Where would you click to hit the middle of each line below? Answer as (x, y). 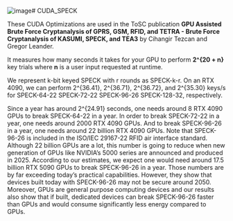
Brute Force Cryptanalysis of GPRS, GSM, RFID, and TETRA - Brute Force (114, 32)
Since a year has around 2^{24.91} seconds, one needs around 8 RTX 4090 (115, 108)
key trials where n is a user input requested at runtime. (85, 67)
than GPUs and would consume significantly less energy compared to (107, 204)
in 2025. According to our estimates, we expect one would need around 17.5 (115, 160)
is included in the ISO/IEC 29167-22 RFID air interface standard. (117, 138)
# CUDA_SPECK (54, 11)
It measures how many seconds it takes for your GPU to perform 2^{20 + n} (115, 60)
